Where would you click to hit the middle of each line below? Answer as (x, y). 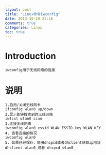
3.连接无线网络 (18, 124)
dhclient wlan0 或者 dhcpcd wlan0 (39, 148)
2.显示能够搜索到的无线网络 (29, 114)
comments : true (20, 23)
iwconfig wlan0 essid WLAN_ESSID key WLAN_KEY (53, 128)
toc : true (15, 32)
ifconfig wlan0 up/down (29, 109)
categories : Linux (24, 28)
